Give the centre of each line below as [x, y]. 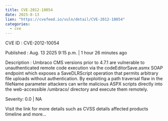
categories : [18, 24]
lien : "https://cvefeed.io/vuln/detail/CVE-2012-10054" [65, 19]
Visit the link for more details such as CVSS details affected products [77, 109]
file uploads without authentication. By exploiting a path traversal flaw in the [84, 79]
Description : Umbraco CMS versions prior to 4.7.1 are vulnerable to [75, 63]
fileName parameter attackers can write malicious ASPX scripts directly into [84, 84]
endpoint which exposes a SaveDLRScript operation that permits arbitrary [82, 73]
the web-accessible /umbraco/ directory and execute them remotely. [77, 89]
